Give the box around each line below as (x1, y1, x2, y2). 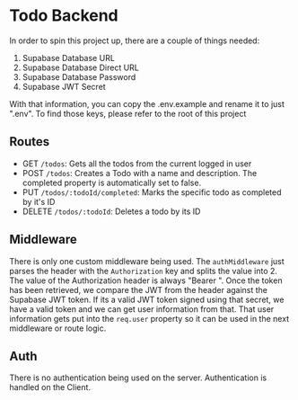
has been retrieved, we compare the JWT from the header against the (9, 284, 267, 295)
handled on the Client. (9, 382, 92, 393)
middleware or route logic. (9, 323, 107, 333)
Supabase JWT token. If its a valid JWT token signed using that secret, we (9, 294, 285, 305)
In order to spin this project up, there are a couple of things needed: (9, 35, 260, 46)
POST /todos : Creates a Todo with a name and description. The (22, 167, 258, 178)
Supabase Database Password (22, 71, 136, 82)
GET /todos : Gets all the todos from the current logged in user (22, 158, 252, 169)
